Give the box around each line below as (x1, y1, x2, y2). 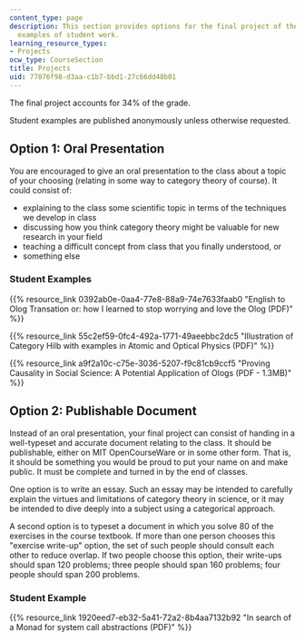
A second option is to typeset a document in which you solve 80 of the (9, 520, 274, 531)
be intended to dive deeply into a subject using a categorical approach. (9, 503, 276, 514)
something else (22, 251, 81, 261)
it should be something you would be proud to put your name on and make (9, 456, 289, 468)
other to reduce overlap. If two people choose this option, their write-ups (9, 549, 282, 560)
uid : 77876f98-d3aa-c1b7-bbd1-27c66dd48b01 (9, 73, 177, 82)
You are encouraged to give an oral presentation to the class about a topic (9, 165, 287, 176)
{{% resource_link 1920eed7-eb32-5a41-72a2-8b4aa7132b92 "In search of (9, 612, 292, 623)
